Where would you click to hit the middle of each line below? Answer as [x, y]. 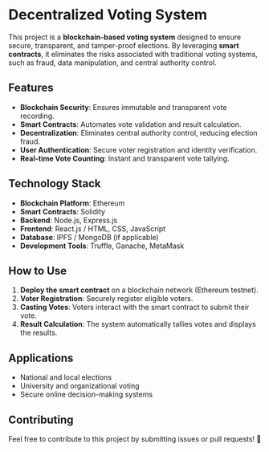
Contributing [41, 419]
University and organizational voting [79, 386]
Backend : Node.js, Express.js [69, 220]
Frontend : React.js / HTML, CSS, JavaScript [93, 228]
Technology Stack [55, 183]
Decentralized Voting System [108, 15]
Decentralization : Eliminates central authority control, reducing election [139, 132]
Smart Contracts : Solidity [63, 211]
